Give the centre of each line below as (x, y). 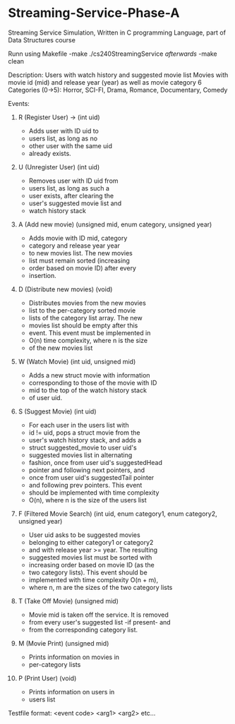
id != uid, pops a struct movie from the (84, 433)
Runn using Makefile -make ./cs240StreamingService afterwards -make (113, 54)
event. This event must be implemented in (90, 332)
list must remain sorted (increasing (79, 260)
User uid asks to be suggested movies (84, 535)
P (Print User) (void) (47, 678)
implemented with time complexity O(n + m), (93, 579)
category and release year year (74, 246)
